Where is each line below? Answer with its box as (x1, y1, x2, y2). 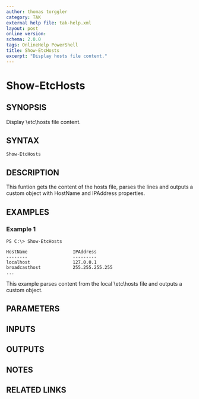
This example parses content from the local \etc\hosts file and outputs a (6, 280, 182, 287)
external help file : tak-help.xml (6, 20, 92, 26)
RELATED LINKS (6, 385, 67, 395)
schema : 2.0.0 (6, 36, 42, 42)
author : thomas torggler (6, 8, 68, 15)
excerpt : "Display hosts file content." (6, 53, 108, 59)
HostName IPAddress (6, 249, 97, 255)
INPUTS (6, 324, 36, 334)
